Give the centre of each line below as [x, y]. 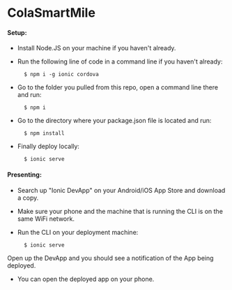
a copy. [28, 198]
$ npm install [44, 133]
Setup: [17, 32]
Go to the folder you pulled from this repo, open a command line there [117, 87]
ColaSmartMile [52, 13]
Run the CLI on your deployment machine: [78, 232]
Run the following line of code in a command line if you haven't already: [120, 61]
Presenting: [24, 174]
